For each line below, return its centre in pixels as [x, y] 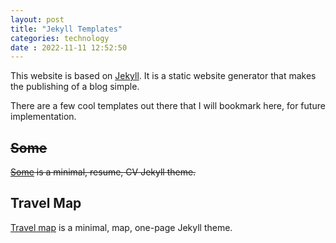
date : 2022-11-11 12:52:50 [69, 47]
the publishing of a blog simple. [75, 87]
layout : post [37, 19]
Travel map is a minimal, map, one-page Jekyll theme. [121, 227]
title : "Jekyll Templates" [66, 29]
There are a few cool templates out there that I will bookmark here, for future [168, 106]
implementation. [43, 117]
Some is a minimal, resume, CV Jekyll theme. [103, 172]
